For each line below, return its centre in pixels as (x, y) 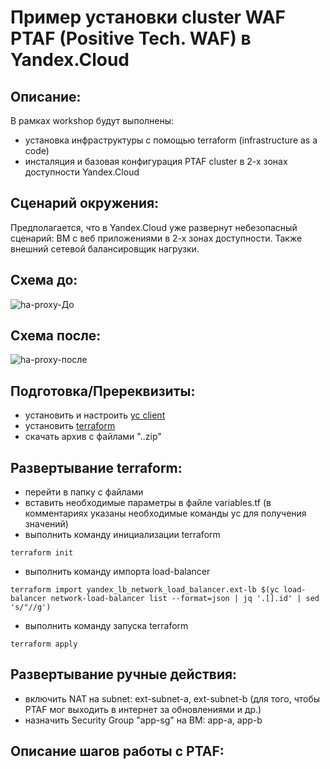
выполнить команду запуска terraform (106, 626)
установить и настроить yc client (95, 415)
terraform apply (44, 644)
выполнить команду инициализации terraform (122, 535)
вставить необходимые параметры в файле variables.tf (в (148, 503)
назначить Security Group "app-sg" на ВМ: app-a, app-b (143, 720)
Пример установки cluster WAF (148, 17)
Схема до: (44, 280)
